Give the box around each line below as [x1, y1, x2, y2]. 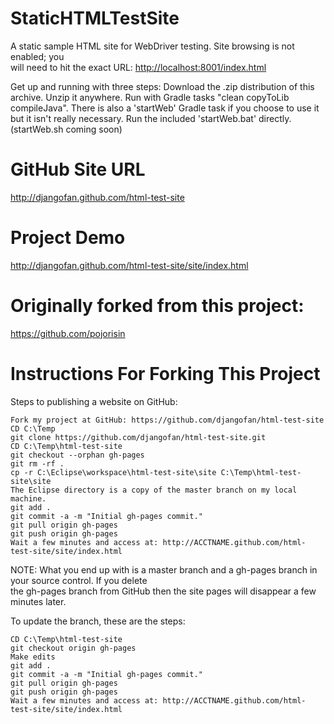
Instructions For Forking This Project [10, 362, 321, 385]
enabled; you [10, 50, 65, 62]
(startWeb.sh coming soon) [10, 123, 123, 135]
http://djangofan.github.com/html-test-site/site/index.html [10, 259, 249, 271]
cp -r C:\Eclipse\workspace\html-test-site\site [10, 467, 217, 477]
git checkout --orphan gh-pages [10, 450, 145, 460]
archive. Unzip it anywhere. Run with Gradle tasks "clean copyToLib [10, 91, 290, 103]
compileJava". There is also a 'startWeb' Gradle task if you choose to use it [10, 102, 320, 114]
